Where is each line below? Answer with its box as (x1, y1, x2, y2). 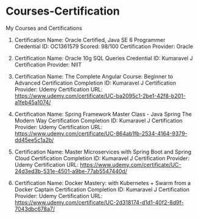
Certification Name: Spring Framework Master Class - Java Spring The (14, 110, 192, 118)
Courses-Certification (5, 4, 120, 18)
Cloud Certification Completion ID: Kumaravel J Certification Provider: (14, 154, 190, 162)
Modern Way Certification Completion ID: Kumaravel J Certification (14, 117, 183, 124)
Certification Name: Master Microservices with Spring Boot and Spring (14, 148, 192, 155)
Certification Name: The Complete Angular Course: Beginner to (14, 72, 173, 80)
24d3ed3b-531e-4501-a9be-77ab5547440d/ (14, 167, 127, 175)
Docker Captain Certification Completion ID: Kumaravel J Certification (14, 186, 190, 193)
